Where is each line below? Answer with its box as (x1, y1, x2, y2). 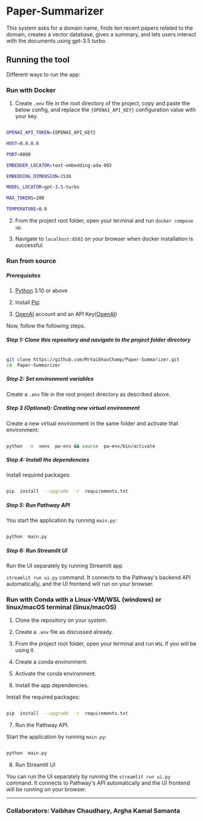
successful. (14, 242, 44, 249)
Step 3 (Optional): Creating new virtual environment (6, 404, 140, 412)
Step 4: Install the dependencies (6, 456, 89, 464)
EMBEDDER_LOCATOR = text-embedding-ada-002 (6, 162, 112, 168)
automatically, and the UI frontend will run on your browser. (6, 580, 154, 588)
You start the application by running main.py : (6, 516, 117, 524)
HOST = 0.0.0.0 (6, 140, 39, 147)
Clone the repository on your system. (14, 616, 108, 624)
